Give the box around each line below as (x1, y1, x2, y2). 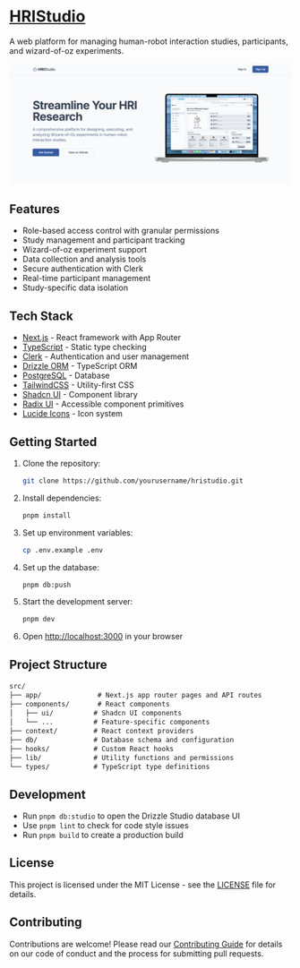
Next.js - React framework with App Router (21, 332, 182, 343)
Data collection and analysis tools (21, 253, 147, 265)
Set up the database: (21, 561, 100, 572)
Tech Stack (9, 308, 73, 323)
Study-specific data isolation (21, 282, 128, 293)
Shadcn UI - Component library (21, 390, 139, 400)
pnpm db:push (21, 580, 72, 589)
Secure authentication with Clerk (21, 263, 143, 274)
